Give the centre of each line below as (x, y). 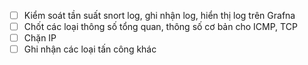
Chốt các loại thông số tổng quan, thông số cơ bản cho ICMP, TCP (160, 27)
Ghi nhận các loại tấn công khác (90, 49)
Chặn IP (40, 38)
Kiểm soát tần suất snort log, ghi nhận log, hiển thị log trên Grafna (159, 15)
